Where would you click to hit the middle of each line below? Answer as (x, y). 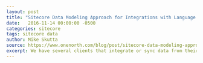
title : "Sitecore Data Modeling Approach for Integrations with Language (101, 17)
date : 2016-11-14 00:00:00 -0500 (51, 23)
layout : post (23, 12)
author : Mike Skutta (32, 40)
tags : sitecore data (32, 34)
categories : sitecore (34, 28)
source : (16, 46)
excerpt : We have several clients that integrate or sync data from (94, 51)
